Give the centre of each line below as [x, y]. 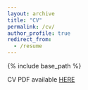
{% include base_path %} [44, 66]
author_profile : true [39, 33]
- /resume [28, 46]
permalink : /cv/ [31, 27]
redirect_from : [30, 40]
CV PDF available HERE [41, 80]
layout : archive [31, 14]
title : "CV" [25, 20]
